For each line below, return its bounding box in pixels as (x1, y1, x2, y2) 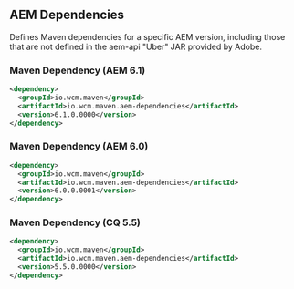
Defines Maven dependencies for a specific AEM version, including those (9, 31, 286, 42)
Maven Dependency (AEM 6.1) (9, 64, 146, 77)
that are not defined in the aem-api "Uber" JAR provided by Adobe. (9, 41, 263, 52)
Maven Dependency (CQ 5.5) (9, 216, 142, 229)
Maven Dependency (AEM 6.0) (9, 140, 149, 153)
